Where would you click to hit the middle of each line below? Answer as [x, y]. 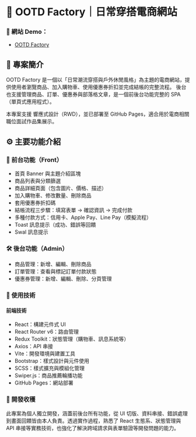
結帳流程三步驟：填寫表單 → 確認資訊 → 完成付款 [73, 210]
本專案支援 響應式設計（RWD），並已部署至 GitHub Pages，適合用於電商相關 [98, 114]
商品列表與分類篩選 [38, 181]
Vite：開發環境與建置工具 [45, 353]
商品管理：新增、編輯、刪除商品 [53, 264]
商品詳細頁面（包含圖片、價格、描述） [60, 188]
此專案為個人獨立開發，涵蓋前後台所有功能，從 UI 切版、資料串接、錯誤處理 [97, 413]
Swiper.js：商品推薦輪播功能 [48, 376]
